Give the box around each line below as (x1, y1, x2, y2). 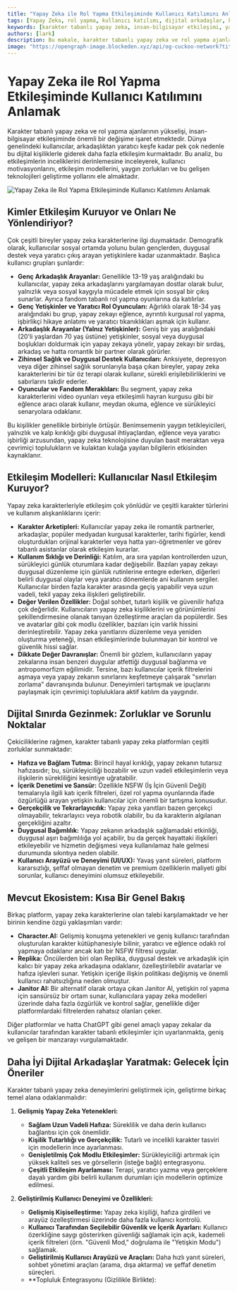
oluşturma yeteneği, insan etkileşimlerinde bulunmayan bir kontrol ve (17, 635, 218, 643)
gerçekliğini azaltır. (17, 819, 73, 827)
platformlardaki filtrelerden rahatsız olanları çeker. (17, 1007, 162, 1016)
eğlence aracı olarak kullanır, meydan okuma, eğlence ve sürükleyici (17, 400, 216, 408)
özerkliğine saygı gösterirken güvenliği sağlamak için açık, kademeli (28, 1230, 226, 1239)
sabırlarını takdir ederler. (17, 377, 89, 386)
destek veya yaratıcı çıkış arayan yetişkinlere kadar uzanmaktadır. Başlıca (7, 251, 221, 259)
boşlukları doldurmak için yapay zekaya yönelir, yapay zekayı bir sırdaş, (17, 340, 226, 348)
